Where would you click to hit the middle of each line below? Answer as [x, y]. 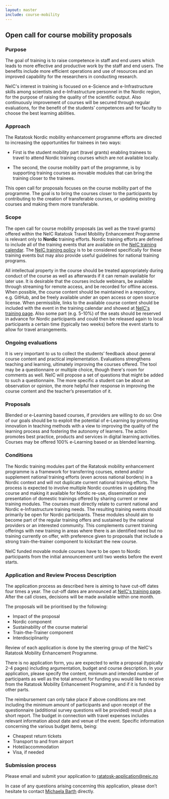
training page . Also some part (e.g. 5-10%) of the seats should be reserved [83, 313]
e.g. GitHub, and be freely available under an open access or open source [82, 297]
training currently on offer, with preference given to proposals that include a [84, 536]
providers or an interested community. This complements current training [81, 525]
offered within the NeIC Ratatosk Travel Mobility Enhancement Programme [82, 233]
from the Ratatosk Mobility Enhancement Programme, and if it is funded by [83, 684]
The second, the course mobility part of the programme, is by [76, 168]
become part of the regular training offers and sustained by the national [79, 520]
